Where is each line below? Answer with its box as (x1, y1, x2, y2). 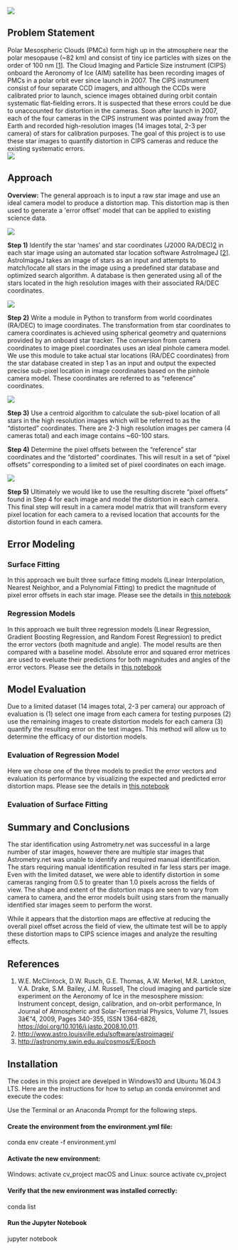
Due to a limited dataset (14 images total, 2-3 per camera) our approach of (7, 702, 225, 711)
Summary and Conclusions (7, 821, 130, 833)
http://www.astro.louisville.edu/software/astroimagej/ (17, 1030, 174, 1038)
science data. (7, 214, 48, 222)
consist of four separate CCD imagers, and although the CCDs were (7, 83, 206, 92)
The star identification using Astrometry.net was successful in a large (7, 840, 211, 849)
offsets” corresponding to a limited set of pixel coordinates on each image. (7, 460, 226, 469)
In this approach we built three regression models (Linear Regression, (7, 625, 211, 633)
